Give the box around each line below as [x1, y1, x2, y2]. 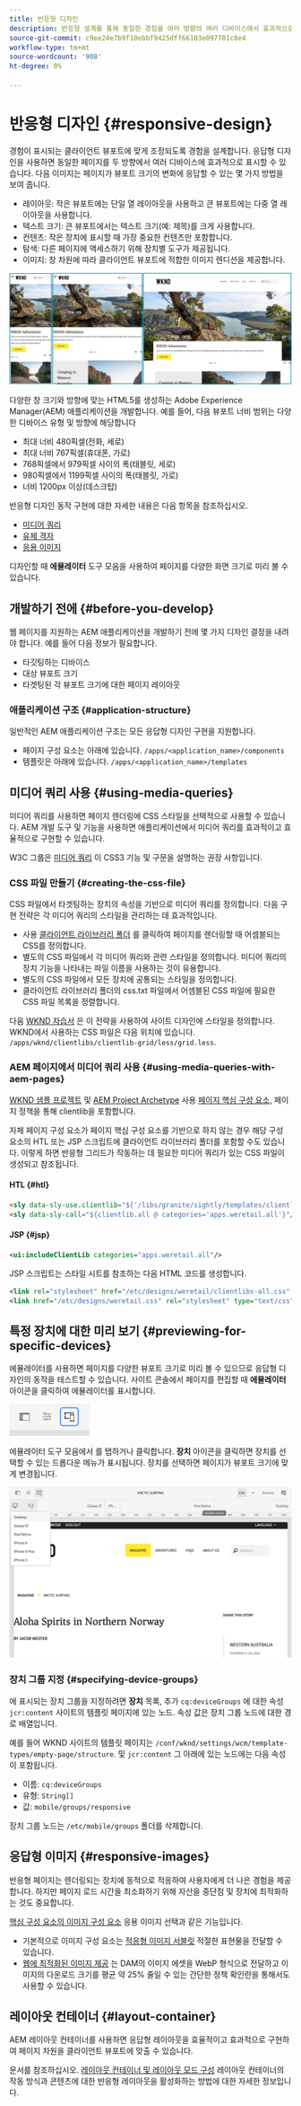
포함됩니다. [18, 1759, 58, 1770]
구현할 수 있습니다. [39, 833, 106, 844]
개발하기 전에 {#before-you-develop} [9, 601, 215, 616]
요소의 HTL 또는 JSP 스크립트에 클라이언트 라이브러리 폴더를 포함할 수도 [9, 1136, 262, 1147]
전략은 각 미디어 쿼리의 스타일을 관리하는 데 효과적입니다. [18, 910, 218, 921]
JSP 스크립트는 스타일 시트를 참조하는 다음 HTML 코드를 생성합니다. [9, 1267, 247, 1279]
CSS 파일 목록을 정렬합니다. [21, 997, 120, 1008]
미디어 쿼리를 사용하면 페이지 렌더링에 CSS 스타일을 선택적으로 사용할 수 [9, 811, 262, 822]
